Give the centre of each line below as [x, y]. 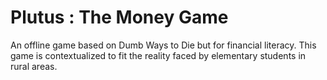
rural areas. [34, 66]
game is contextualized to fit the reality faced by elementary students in [158, 55]
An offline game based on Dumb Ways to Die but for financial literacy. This [163, 45]
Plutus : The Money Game [119, 17]
